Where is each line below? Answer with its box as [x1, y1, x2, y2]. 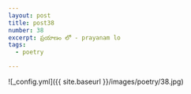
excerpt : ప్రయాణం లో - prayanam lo [8, 33, 121, 42]
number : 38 [8, 26, 44, 34]
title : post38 [8, 19, 55, 27]
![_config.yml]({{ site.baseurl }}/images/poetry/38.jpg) [8, 77, 184, 86]
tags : [8, 41, 26, 49]
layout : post [8, 11, 51, 20]
